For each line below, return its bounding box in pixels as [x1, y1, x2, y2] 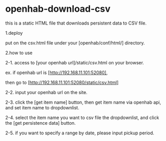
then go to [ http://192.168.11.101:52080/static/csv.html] [5, 79, 119, 85]
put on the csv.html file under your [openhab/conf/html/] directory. [5, 39, 145, 46]
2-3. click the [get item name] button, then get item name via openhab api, [5, 99, 161, 105]
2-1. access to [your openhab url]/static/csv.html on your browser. [5, 59, 144, 65]
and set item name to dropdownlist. [5, 104, 79, 110]
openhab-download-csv [5, 3, 111, 15]
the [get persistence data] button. [5, 120, 76, 126]
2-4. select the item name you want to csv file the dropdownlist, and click [5, 114, 159, 121]
